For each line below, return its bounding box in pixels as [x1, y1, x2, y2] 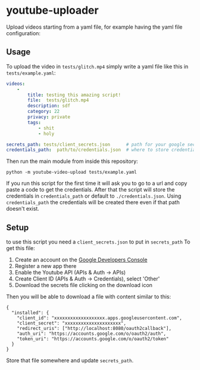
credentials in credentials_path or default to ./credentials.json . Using [6, 192, 182, 200]
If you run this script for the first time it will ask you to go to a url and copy [6, 180, 187, 187]
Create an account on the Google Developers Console [14, 256, 148, 263]
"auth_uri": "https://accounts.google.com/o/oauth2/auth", [17, 331, 167, 337]
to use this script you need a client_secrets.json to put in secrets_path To [6, 238, 190, 245]
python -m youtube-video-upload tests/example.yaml [6, 169, 137, 175]
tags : [27, 119, 42, 125]
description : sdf [27, 103, 70, 109]
